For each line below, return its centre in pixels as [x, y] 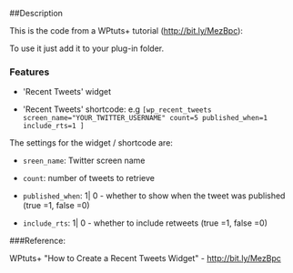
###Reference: [38, 241]
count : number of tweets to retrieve [88, 178]
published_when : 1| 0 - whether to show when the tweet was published [154, 196]
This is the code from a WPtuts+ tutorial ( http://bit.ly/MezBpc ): [126, 30]
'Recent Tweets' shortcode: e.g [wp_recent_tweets [117, 109]
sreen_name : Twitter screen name [84, 161]
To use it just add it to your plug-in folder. [87, 48]
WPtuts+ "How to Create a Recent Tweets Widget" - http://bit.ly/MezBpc [146, 258]
